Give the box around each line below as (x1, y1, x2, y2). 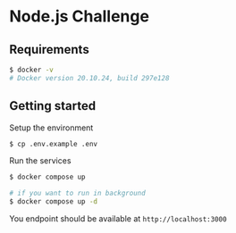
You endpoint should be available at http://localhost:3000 (9, 213, 227, 224)
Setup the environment (9, 122, 94, 133)
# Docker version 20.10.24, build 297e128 (9, 73, 170, 82)
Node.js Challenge (9, 6, 150, 27)
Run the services (9, 155, 72, 166)
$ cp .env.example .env (9, 139, 98, 148)
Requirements (9, 42, 89, 57)
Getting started (9, 98, 97, 113)
